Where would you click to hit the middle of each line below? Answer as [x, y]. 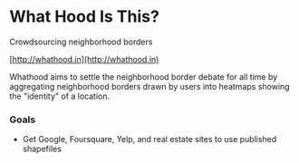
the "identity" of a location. [60, 96]
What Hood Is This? [85, 17]
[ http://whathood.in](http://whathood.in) [84, 59]
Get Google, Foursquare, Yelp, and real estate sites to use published [149, 139]
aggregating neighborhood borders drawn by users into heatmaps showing [149, 86]
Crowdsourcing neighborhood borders [81, 42]
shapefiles [42, 149]
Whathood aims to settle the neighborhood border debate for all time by [144, 77]
